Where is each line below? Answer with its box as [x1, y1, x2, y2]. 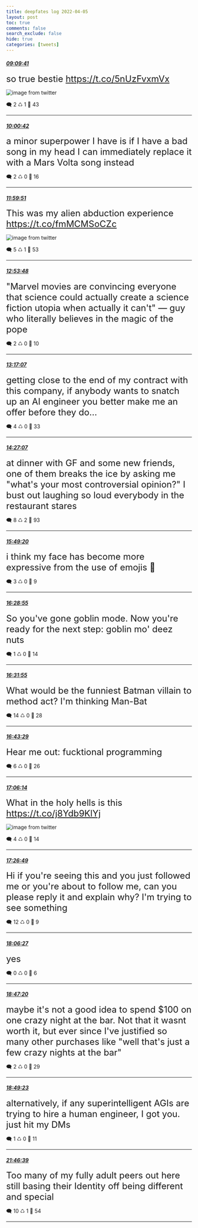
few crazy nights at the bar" [6, 1046, 122, 1058]
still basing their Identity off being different [6, 1181, 183, 1192]
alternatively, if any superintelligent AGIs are [6, 1097, 190, 1109]
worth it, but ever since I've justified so [6, 1025, 167, 1037]
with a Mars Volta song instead [6, 157, 134, 169]
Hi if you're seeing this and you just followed [6, 870, 191, 882]
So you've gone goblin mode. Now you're [6, 612, 179, 624]
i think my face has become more [6, 551, 145, 562]
